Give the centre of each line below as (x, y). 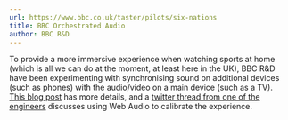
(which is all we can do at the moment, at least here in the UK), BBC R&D (142, 68)
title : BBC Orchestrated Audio (67, 26)
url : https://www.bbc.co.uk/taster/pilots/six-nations (113, 17)
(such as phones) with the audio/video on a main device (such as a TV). (141, 88)
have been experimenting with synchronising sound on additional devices (144, 78)
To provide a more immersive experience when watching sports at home (142, 60)
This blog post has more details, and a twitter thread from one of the (135, 97)
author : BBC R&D (39, 34)
